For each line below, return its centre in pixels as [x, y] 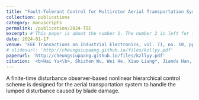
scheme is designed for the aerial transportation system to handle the [91, 84]
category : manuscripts [34, 22]
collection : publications [38, 17]
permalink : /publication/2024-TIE [49, 28]
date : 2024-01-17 [28, 39]
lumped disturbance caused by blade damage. [63, 91]
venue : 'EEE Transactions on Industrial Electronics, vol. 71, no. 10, [96, 45]
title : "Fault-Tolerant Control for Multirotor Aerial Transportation [95, 12]
